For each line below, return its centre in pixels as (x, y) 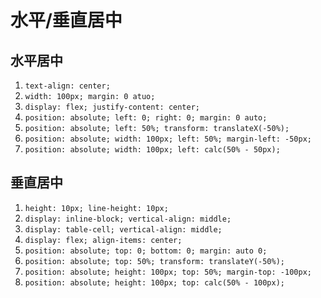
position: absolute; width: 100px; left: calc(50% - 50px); (152, 150)
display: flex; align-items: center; (103, 240)
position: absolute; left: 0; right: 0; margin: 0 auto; (146, 118)
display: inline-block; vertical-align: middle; (128, 219)
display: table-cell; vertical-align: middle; (123, 229)
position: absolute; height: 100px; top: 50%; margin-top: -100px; (168, 272)
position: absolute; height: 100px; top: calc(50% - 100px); (155, 282)
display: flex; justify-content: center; (112, 107)
